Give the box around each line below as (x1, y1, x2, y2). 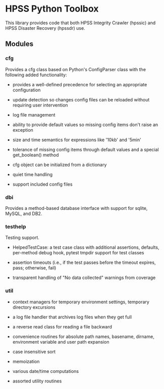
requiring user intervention (12, 102, 68, 108)
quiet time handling (12, 171, 53, 177)
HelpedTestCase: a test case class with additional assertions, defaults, (12, 244, 159, 250)
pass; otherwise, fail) (12, 265, 57, 271)
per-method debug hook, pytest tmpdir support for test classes (12, 250, 144, 256)
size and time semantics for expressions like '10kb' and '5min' (12, 137, 141, 143)
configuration (12, 87, 41, 93)
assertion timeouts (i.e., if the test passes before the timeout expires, (12, 259, 156, 265)
